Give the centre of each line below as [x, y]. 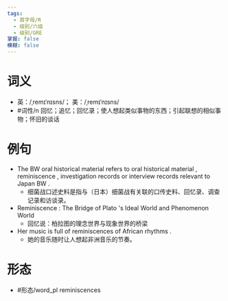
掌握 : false [23, 39]
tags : [15, 13]
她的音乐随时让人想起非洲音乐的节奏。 [81, 239]
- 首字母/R [27, 20]
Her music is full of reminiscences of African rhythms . [94, 231]
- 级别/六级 [28, 26]
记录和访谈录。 [48, 200]
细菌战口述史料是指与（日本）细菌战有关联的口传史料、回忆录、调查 [124, 191]
